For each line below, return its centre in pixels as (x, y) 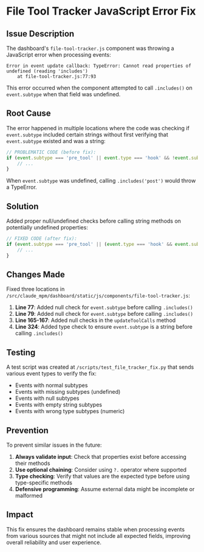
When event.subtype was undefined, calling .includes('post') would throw (101, 181)
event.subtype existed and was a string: (56, 141)
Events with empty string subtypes (58, 405)
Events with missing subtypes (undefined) (68, 392)
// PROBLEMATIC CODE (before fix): (51, 152)
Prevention (27, 430)
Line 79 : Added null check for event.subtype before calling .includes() (104, 314)
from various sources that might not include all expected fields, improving (98, 536)
